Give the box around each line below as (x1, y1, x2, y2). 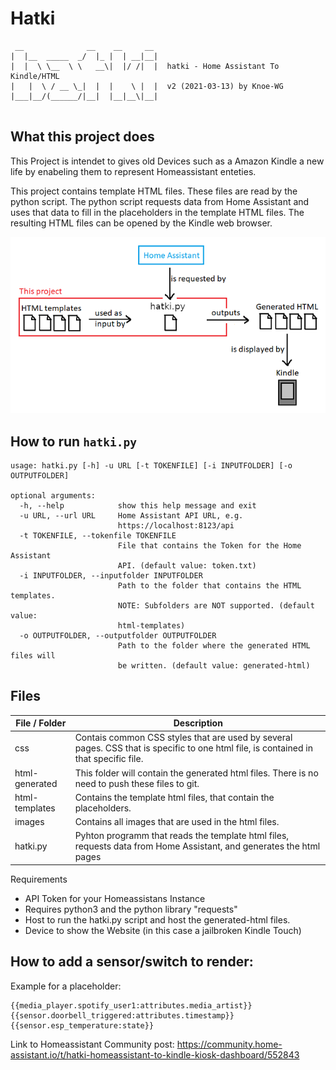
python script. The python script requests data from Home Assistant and (10, 195, 310, 207)
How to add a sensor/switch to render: (10, 953, 254, 971)
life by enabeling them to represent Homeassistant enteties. (10, 165, 257, 177)
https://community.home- (176, 1038, 283, 1050)
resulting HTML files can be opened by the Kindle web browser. (10, 217, 273, 229)
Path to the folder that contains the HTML (117, 580, 302, 591)
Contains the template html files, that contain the (74, 791, 275, 803)
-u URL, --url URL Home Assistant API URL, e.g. (19, 510, 244, 521)
